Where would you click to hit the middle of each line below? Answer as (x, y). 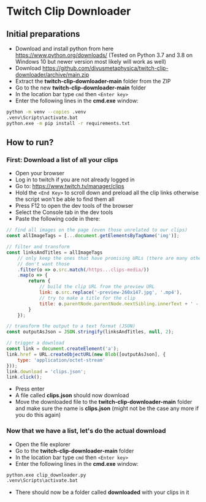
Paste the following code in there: (58, 219)
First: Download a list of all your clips (62, 159)
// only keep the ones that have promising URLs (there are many (103, 258)
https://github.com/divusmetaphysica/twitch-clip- (105, 68)
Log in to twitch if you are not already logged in (75, 180)
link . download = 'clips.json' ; (46, 371)
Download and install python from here (64, 48)
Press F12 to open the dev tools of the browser (74, 206)
